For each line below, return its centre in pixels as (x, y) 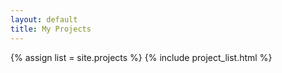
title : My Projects (51, 29)
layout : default (44, 19)
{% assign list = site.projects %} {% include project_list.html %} (141, 57)
